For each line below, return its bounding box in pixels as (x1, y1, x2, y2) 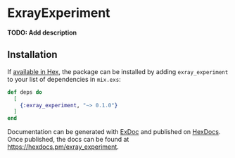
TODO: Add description (7, 28, 77, 37)
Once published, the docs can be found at (7, 135, 129, 144)
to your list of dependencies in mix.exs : (7, 75, 121, 83)
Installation (7, 49, 58, 61)
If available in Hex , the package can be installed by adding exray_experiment (7, 67, 229, 75)
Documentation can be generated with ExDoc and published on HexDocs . (7, 128, 221, 136)
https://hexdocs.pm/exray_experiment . (7, 142, 120, 151)
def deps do (7, 88, 42, 96)
